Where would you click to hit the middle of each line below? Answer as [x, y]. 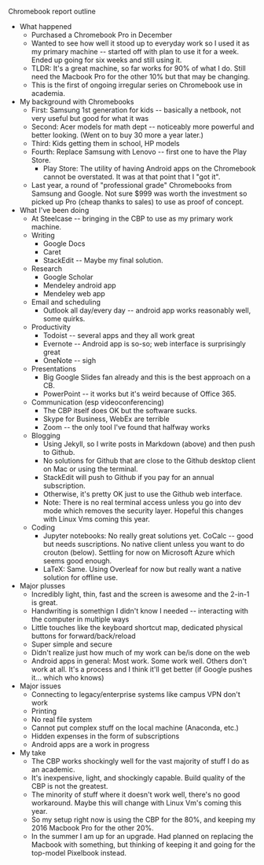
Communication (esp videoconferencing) [98, 402]
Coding [43, 527]
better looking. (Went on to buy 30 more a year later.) [117, 135]
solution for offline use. [81, 577]
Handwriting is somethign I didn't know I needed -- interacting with [140, 611]
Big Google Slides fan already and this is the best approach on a [147, 377]
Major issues [40, 686]
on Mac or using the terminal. [91, 469]
